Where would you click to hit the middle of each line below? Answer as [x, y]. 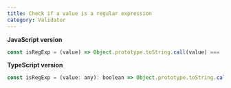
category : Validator [37, 20]
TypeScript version [35, 65]
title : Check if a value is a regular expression [80, 13]
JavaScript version [35, 39]
